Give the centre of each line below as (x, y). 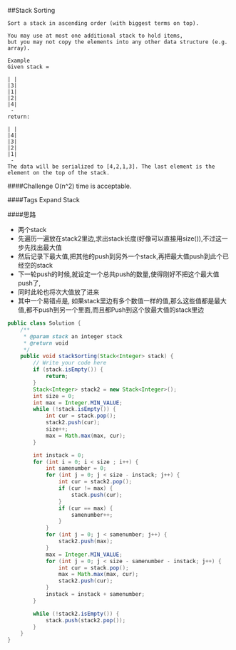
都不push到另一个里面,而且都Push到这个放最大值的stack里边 (115, 310)
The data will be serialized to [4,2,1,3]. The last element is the (111, 167)
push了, (29, 283)
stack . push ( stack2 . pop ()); (86, 620)
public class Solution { (44, 323)
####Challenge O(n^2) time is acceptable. (70, 186)
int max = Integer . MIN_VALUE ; (78, 403)
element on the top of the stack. (59, 173)
